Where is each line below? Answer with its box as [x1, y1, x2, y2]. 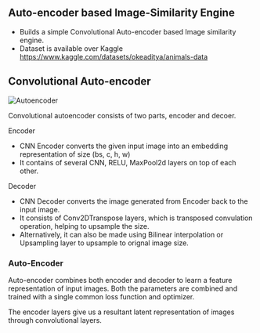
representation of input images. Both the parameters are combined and [8, 284, 237, 293]
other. [19, 166, 39, 176]
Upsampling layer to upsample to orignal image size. [19, 238, 190, 248]
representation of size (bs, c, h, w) [19, 149, 131, 159]
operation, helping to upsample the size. [19, 221, 150, 230]
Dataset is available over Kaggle [19, 43, 124, 53]
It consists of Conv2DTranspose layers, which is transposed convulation [19, 213, 253, 223]
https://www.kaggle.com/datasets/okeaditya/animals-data [19, 52, 208, 61]
